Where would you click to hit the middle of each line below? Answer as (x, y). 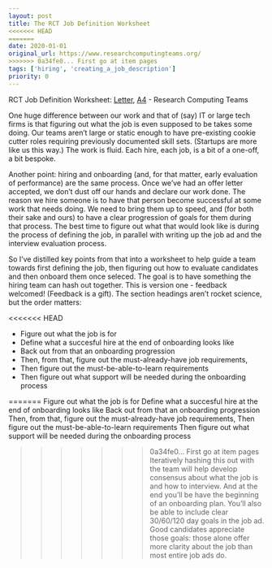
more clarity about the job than (201, 546)
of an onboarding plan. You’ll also (206, 503)
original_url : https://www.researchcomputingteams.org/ (105, 54)
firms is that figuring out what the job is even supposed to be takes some (131, 124)
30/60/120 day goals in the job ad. (207, 520)
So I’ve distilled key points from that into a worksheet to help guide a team (132, 259)
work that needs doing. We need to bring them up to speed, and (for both (131, 209)
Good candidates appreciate (197, 529)
